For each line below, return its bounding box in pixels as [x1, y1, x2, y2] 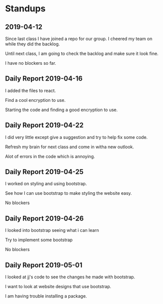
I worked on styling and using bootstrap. [5, 181, 87, 187]
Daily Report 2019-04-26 [5, 214, 84, 222]
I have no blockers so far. [5, 60, 57, 66]
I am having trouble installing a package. [5, 293, 87, 299]
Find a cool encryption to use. [5, 97, 65, 103]
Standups [5, 3, 46, 14]
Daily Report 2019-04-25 [5, 168, 84, 176]
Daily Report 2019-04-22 [5, 121, 84, 130]
